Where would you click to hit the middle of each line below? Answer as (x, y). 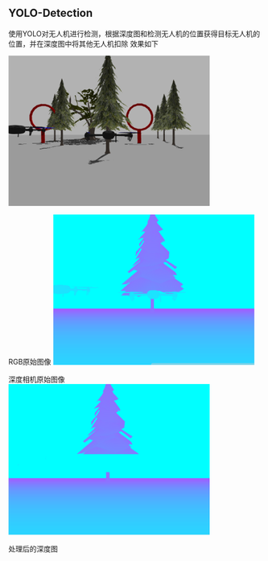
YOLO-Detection (51, 13)
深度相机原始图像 (37, 379)
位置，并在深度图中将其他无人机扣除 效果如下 (83, 43)
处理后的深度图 (33, 549)
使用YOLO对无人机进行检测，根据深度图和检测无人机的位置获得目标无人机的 (134, 33)
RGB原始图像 (30, 362)
